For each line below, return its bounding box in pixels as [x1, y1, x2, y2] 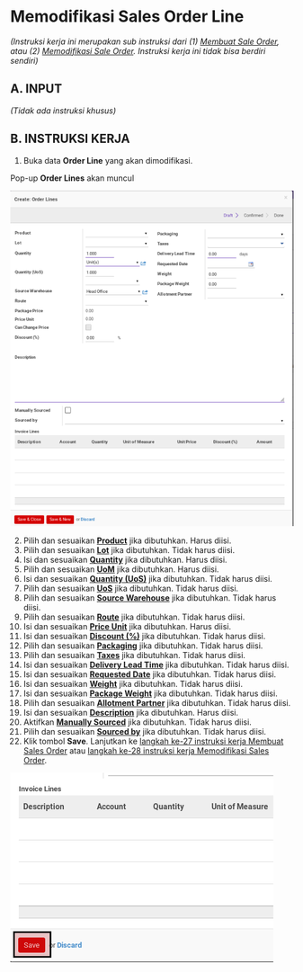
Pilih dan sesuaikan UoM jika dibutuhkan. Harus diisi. [22, 564, 219, 575]
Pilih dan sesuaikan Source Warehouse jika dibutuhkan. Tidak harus [22, 593, 277, 603]
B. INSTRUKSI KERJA [10, 131, 130, 147]
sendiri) [10, 55, 39, 66]
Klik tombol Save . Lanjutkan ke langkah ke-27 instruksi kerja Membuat [22, 736, 284, 747]
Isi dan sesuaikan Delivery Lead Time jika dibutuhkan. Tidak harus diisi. [22, 659, 290, 671]
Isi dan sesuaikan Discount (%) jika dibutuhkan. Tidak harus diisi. [22, 631, 266, 642]
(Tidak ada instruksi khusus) [10, 105, 117, 116]
